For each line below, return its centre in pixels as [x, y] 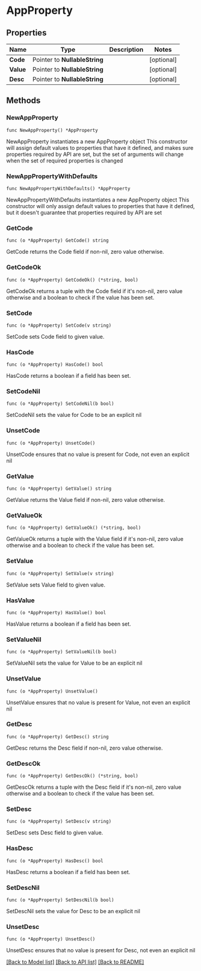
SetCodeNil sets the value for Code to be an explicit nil [74, 415]
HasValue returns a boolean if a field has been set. [69, 624]
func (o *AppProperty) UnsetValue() [52, 691]
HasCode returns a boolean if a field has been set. [69, 376]
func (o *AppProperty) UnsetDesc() [51, 939]
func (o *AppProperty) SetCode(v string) [59, 325]
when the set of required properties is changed [65, 161]
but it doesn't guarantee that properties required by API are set [84, 212]
